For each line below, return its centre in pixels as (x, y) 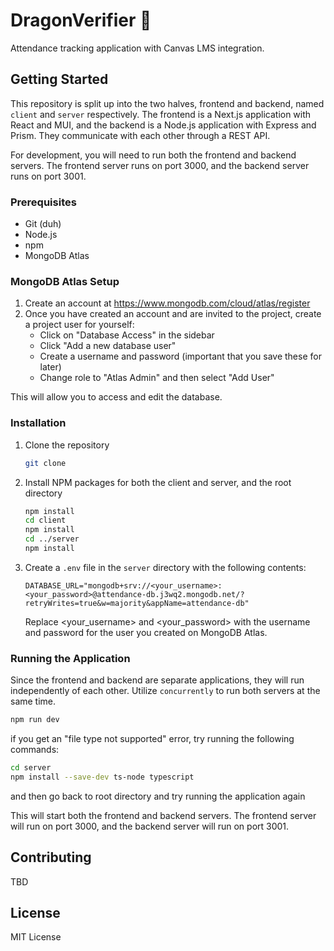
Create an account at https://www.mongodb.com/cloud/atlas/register (167, 303)
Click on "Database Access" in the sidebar (127, 335)
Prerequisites (43, 202)
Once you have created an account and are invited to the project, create (173, 314)
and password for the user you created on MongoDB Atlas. (146, 632)
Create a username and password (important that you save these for (180, 356)
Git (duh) (43, 224)
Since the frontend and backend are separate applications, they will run (157, 680)
